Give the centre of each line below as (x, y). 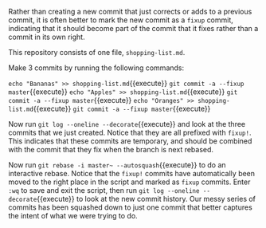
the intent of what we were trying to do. (73, 216)
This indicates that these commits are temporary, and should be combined (130, 141)
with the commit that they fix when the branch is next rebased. (111, 149)
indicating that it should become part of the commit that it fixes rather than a (133, 28)
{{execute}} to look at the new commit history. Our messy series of (147, 199)
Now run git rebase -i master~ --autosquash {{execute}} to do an (117, 165)
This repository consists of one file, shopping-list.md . (97, 52)
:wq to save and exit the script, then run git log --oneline (104, 190)
